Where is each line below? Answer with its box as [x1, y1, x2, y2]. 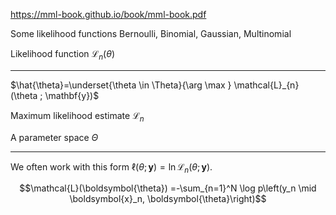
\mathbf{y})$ [44, 89, 100, 101]
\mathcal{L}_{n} [233, 79, 300, 91]
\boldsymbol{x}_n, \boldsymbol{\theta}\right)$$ [69, 193, 267, 205]
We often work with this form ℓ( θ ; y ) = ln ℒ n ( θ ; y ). [10, 160, 213, 175]
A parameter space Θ [10, 131, 99, 143]
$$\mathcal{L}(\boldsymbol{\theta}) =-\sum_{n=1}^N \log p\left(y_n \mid [19, 182, 317, 194]
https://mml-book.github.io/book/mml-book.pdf [10, 9, 207, 20]
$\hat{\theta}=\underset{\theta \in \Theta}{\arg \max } [10, 79, 232, 91]
